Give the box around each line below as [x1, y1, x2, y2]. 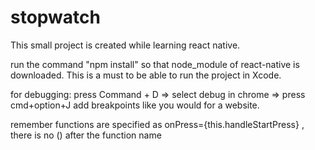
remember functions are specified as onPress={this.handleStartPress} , [10, 118, 305, 130]
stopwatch [10, 6, 101, 29]
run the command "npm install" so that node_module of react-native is [10, 58, 300, 70]
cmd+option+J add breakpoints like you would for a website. [10, 99, 260, 111]
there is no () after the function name [10, 129, 162, 141]
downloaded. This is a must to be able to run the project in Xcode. [10, 69, 282, 81]
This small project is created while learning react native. [10, 39, 241, 51]
